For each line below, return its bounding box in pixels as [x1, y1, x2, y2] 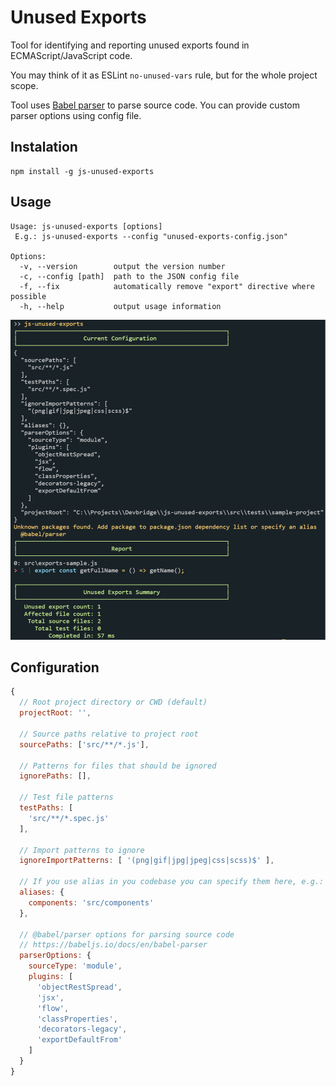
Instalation [10, 139, 78, 156]
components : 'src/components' [28, 897, 155, 908]
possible [10, 291, 47, 301]
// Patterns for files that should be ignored [19, 761, 217, 771]
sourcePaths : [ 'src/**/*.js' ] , [19, 739, 150, 750]
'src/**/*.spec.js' [28, 813, 110, 823]
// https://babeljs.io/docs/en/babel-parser [19, 940, 208, 950]
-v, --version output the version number [19, 261, 226, 271]
